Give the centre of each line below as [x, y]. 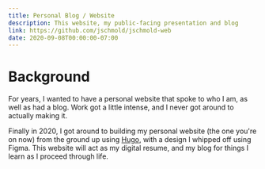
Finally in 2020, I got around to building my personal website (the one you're [132, 131]
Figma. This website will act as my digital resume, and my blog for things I [129, 148]
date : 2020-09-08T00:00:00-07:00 [63, 38]
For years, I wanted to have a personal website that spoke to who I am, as [128, 99]
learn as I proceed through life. [59, 156]
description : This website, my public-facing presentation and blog [123, 23]
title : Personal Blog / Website [61, 15]
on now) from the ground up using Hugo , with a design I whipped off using [130, 140]
